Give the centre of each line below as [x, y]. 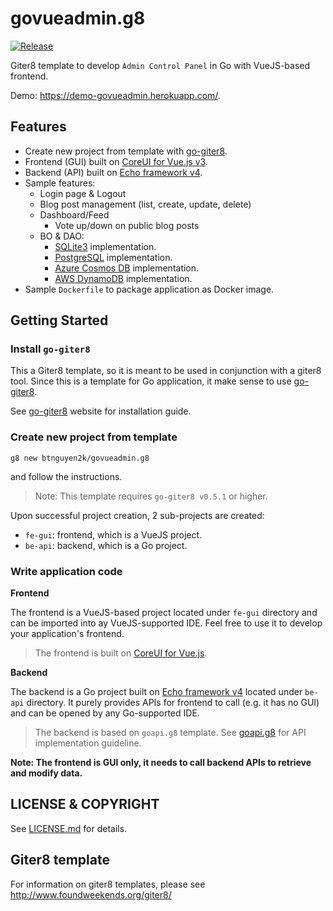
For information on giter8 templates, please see [108, 884]
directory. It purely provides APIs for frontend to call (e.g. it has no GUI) [173, 703]
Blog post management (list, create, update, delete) [145, 204]
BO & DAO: [62, 236]
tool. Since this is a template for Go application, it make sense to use [151, 381]
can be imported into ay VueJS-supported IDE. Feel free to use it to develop [166, 623]
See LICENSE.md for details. [69, 828]
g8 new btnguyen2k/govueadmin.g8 [80, 458]
